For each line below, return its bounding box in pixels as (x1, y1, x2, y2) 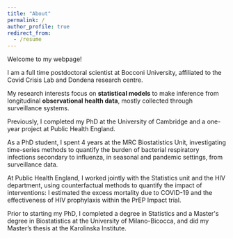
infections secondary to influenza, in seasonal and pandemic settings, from (7, 153, 223, 162)
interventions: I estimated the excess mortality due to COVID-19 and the (7, 189, 213, 197)
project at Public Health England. (21, 125, 116, 133)
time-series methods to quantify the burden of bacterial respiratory (7, 146, 200, 154)
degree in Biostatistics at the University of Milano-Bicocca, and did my (7, 216, 209, 226)
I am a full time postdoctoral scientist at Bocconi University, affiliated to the (7, 69, 222, 77)
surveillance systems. (7, 104, 70, 112)
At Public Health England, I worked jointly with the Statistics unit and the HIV (7, 174, 226, 182)
